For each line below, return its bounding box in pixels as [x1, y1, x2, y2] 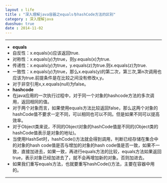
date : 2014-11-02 [5, 26, 43, 31]
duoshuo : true [5, 21, 35, 26]
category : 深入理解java [5, 16, 54, 21]
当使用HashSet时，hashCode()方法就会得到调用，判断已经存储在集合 [12, 136, 154, 142]
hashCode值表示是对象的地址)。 [12, 130, 79, 136]
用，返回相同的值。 [12, 99, 52, 105]
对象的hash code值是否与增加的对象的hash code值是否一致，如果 [16, 142, 152, 148]
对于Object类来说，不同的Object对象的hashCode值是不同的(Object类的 [12, 124, 159, 130]
